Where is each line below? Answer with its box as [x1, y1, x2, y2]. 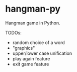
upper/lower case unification [12, 50, 72, 56]
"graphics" [12, 45, 35, 51]
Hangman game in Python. [5, 20, 60, 26]
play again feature [12, 55, 50, 61]
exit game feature [12, 61, 49, 67]
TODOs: [5, 29, 22, 35]
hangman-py [5, 3, 61, 15]
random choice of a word [12, 39, 65, 46]
